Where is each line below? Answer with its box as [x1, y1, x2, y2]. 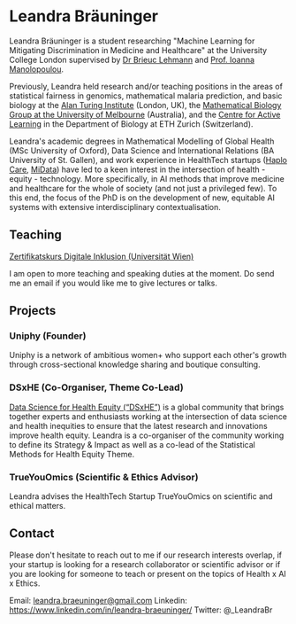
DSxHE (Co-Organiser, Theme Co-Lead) [9, 381, 184, 394]
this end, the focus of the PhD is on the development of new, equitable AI [9, 192, 276, 203]
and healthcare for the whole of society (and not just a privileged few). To [9, 183, 277, 193]
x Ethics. [9, 578, 41, 589]
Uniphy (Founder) [9, 330, 87, 342]
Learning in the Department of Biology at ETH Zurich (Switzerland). [9, 118, 254, 129]
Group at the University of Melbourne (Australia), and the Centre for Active [9, 109, 281, 120]
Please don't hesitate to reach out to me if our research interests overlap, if [9, 550, 283, 560]
